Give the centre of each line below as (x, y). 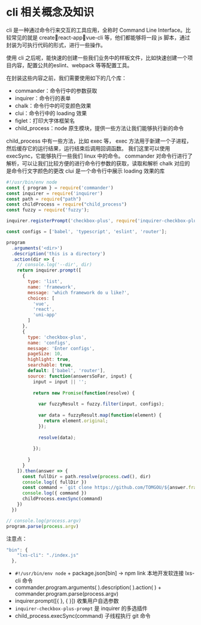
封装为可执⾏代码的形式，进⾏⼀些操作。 (56, 45)
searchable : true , (51, 365)
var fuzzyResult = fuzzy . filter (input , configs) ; (101, 404)
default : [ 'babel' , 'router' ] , (67, 371)
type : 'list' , (45, 282)
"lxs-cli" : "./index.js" (48, 555)
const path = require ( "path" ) (44, 199)
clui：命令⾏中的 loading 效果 (51, 113)
